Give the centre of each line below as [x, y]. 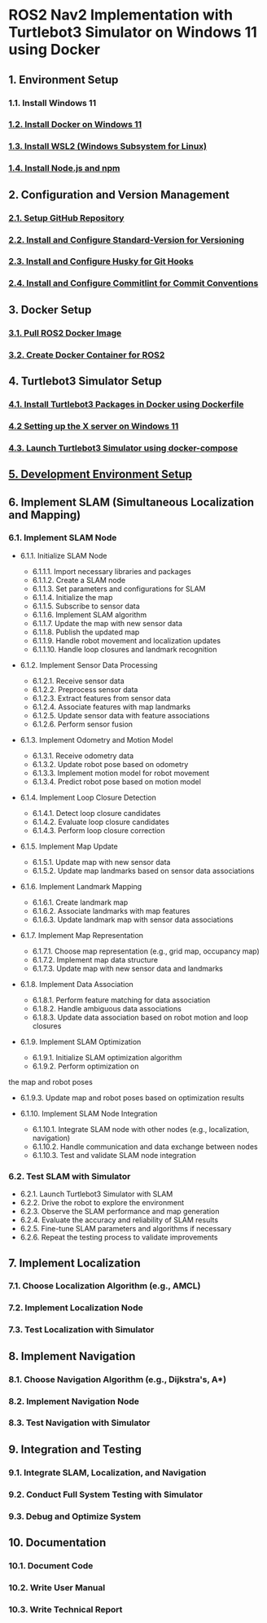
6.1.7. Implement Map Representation [82, 935]
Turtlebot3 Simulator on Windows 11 [133, 32]
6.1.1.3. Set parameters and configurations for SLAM [119, 589]
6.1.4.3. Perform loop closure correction [98, 830]
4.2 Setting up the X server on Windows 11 [94, 426]
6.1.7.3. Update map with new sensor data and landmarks [128, 968]
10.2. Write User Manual [57, 1587]
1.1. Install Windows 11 [52, 103]
